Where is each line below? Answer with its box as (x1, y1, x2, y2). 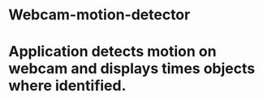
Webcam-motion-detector (8, 6, 191, 24)
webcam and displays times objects (8, 60, 256, 78)
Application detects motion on (8, 43, 217, 61)
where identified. (8, 76, 127, 95)
